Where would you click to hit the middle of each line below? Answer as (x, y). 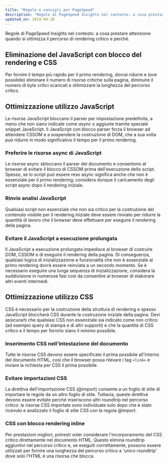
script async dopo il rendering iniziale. (44, 185)
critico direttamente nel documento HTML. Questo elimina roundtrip (75, 440)
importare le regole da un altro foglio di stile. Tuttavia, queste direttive (77, 395)
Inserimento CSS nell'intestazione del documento (67, 343)
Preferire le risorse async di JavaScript (53, 153)
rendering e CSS (31, 63)
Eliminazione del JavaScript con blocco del (73, 55)
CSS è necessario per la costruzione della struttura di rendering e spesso (80, 309)
